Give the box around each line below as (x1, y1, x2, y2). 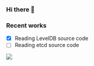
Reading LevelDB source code (14, 35, 89, 42)
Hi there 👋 (6, 5, 35, 14)
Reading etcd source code (14, 42, 79, 49)
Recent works (6, 21, 47, 29)
